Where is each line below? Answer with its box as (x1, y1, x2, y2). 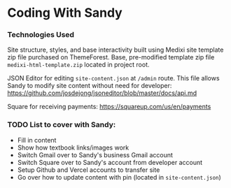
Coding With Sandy (7, 5, 122, 21)
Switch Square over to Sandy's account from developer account (17, 158, 203, 166)
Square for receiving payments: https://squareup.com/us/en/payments (7, 103, 211, 111)
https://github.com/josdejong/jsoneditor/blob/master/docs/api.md (7, 89, 197, 97)
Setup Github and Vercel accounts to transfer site (17, 166, 160, 174)
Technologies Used (7, 30, 75, 40)
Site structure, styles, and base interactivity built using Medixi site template (7, 45, 224, 54)
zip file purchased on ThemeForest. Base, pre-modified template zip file (7, 53, 215, 62)
